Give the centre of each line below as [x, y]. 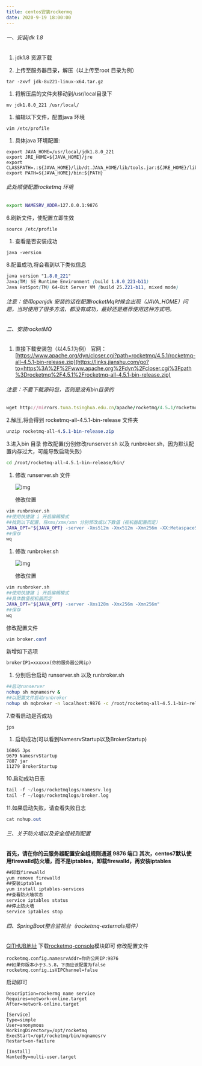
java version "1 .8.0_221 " [38, 276]
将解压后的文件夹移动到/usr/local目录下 [63, 94]
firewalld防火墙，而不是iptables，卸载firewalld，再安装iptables [91, 861]
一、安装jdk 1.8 [25, 37]
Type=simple [21, 1020]
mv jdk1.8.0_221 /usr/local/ [43, 105]
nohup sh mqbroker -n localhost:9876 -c [58, 703]
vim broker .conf [26, 639]
